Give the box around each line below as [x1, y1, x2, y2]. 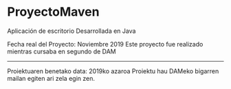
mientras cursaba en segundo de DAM [7, 47, 116, 55]
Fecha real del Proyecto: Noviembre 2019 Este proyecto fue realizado [7, 40, 203, 48]
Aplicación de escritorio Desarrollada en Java [7, 27, 136, 35]
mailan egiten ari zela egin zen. [7, 74, 95, 82]
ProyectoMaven [7, 4, 100, 20]
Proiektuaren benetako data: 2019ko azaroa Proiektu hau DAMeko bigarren [7, 66, 219, 75]
